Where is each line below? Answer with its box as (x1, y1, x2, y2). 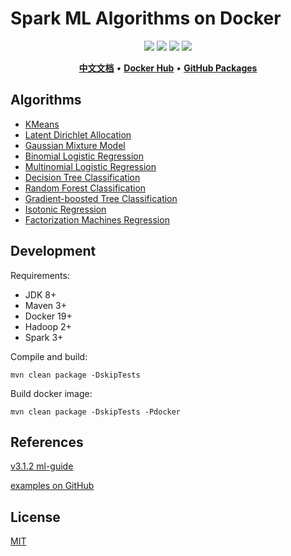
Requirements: (10, 269, 70, 281)
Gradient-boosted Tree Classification (24, 192, 178, 204)
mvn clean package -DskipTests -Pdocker (10, 407, 182, 417)
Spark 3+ (24, 331, 64, 343)
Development (10, 243, 97, 260)
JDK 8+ (24, 288, 57, 301)
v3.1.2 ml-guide (10, 460, 74, 472)
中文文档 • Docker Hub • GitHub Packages (78, 62, 258, 74)
